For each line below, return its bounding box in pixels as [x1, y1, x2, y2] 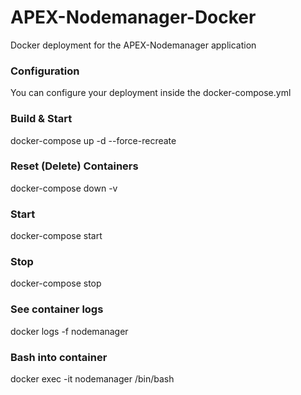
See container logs [10, 302, 104, 316]
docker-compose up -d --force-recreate [10, 134, 177, 146]
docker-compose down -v [10, 182, 118, 194]
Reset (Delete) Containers [10, 159, 139, 173]
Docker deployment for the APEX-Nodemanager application [10, 39, 257, 51]
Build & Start [10, 112, 73, 126]
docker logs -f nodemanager [10, 325, 129, 337]
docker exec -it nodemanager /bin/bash [10, 373, 175, 385]
